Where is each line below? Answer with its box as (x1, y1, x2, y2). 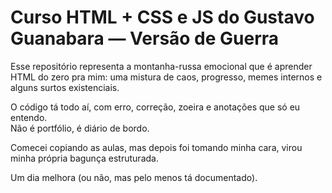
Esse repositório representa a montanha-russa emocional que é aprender (10, 60, 313, 72)
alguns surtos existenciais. (10, 81, 120, 93)
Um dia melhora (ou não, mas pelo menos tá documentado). (10, 171, 258, 183)
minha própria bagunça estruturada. (10, 152, 159, 164)
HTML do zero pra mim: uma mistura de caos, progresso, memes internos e (10, 71, 323, 83)
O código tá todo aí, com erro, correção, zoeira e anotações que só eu (10, 101, 301, 113)
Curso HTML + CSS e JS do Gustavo (10, 6, 315, 29)
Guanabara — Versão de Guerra (10, 27, 280, 50)
